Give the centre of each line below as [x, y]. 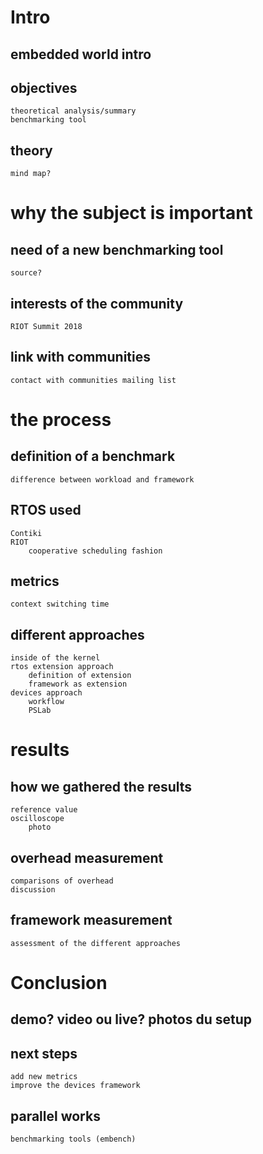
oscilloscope [37, 819]
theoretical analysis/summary [73, 111]
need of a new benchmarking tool [117, 249]
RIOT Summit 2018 [46, 327]
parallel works [55, 1116]
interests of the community [97, 303]
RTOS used [46, 510]
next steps [44, 1053]
